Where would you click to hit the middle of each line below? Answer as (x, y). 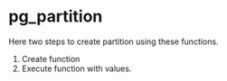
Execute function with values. (76, 68)
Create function (51, 58)
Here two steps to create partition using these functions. (113, 41)
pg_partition (56, 17)
